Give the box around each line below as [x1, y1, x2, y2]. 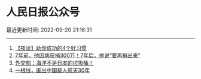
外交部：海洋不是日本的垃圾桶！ [14, 59, 94, 66]
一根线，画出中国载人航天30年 [14, 67, 90, 74]
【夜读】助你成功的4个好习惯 [14, 44, 87, 51]
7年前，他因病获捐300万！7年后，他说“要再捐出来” [14, 52, 141, 59]
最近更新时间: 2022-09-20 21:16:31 [6, 26, 92, 33]
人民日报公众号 [6, 5, 80, 19]
